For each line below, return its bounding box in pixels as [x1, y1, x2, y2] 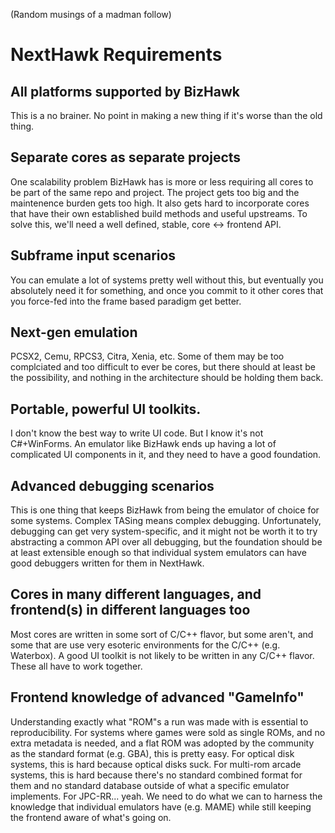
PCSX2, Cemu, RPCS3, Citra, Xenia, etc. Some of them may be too [10, 350, 285, 363]
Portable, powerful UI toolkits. [10, 400, 202, 418]
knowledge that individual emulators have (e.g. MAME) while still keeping [10, 800, 312, 813]
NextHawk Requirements [10, 44, 223, 66]
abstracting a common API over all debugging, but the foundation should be [10, 536, 323, 548]
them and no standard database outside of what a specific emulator [10, 779, 290, 791]
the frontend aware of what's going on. [10, 811, 172, 823]
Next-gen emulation [10, 324, 138, 341]
